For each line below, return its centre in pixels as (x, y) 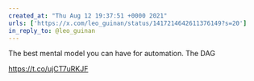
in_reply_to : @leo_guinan (52, 30)
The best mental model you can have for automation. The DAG (112, 54)
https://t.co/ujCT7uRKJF (48, 69)
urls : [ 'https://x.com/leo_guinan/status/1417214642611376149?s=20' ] (128, 23)
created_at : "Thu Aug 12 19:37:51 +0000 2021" (88, 16)
